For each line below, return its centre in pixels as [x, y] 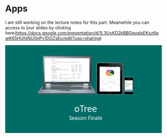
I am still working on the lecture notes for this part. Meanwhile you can [77, 22]
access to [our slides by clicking [38, 27]
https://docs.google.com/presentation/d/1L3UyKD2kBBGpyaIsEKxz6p [87, 33]
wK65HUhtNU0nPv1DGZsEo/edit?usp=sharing [53, 38]
